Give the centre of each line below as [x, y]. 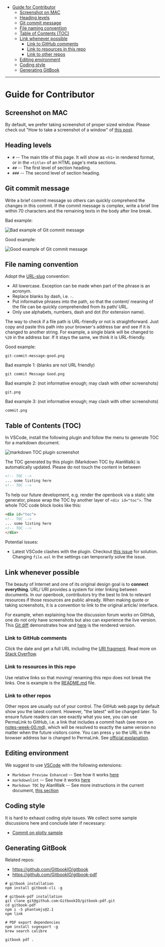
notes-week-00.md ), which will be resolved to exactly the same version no [81, 727]
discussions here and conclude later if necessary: [55, 823]
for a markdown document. [33, 443]
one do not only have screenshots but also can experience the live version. [81, 620]
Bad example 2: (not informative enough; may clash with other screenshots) [82, 383]
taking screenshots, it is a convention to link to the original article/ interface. [82, 605]
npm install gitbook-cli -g [34, 888]
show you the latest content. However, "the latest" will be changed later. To [81, 711]
